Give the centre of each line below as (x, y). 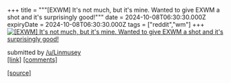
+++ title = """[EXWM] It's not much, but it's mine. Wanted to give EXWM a (114, 10)
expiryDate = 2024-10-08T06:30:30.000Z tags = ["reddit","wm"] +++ (106, 24)
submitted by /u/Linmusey (44, 52)
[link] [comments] (32, 60)
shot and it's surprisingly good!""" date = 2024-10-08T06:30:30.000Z (107, 17)
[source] (19, 73)
